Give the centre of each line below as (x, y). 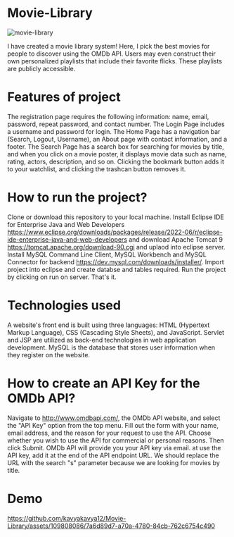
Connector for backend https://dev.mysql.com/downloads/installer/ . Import (116, 261)
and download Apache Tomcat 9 (176, 239)
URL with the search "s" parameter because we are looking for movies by (113, 462)
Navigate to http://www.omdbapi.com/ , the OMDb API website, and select (114, 418)
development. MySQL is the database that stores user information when (111, 347)
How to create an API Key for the (104, 383)
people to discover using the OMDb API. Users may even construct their (112, 54)
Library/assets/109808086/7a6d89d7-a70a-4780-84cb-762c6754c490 (111, 526)
